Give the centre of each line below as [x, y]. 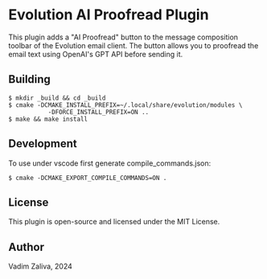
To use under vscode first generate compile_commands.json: [110, 163]
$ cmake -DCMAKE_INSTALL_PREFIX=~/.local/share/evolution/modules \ [125, 105]
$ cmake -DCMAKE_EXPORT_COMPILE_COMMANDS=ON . [88, 178]
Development [43, 144]
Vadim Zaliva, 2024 [40, 266]
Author [26, 247]
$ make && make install [48, 119]
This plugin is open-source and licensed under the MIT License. [114, 222]
